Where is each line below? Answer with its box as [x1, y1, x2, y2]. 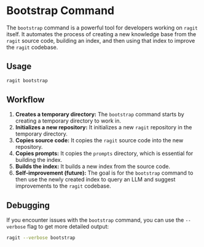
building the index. [15, 156, 63, 164]
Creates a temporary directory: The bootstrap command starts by [15, 111, 184, 118]
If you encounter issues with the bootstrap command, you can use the [6, 216, 184, 224]
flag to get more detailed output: [27, 223, 109, 230]
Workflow [6, 94, 45, 105]
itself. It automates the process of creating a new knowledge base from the [6, 30, 197, 37]
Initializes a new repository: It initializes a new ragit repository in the [15, 124, 192, 131]
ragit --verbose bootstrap [6, 235, 76, 241]
